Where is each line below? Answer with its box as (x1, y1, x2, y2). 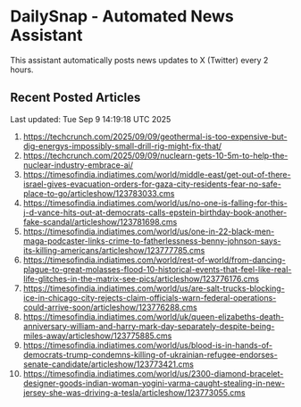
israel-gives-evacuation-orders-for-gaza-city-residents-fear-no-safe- (22, 179, 282, 189)
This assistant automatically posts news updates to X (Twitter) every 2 (10, 54, 269, 65)
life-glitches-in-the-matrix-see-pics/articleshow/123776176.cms (22, 273, 260, 284)
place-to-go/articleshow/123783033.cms (22, 187, 175, 198)
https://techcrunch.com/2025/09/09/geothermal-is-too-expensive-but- (22, 131, 288, 142)
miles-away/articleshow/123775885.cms (22, 330, 172, 341)
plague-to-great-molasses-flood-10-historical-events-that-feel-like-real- (22, 263, 292, 274)
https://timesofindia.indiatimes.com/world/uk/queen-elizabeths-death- (22, 311, 285, 322)
